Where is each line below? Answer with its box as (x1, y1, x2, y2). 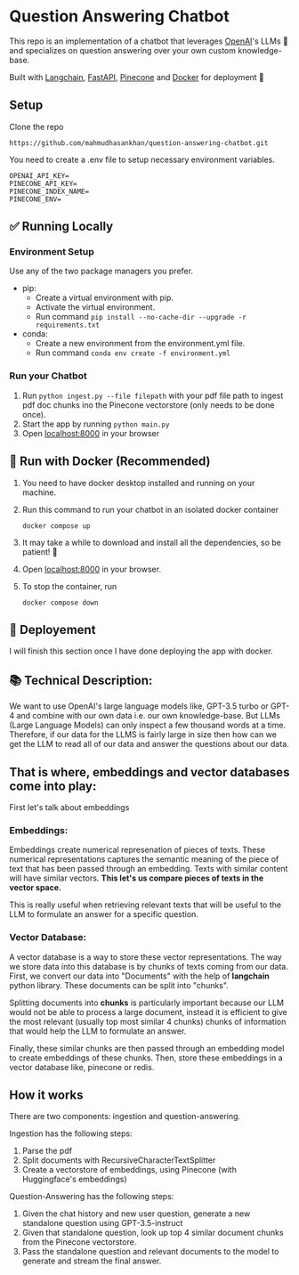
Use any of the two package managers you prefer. (9, 265, 194, 277)
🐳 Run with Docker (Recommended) (9, 454, 211, 469)
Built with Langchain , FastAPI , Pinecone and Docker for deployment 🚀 (9, 71, 265, 82)
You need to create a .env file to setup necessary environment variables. (9, 154, 276, 165)
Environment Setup (9, 246, 95, 258)
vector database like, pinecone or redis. (9, 1061, 155, 1072)
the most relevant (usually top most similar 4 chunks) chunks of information (9, 1016, 287, 1027)
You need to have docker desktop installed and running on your (21, 477, 255, 488)
